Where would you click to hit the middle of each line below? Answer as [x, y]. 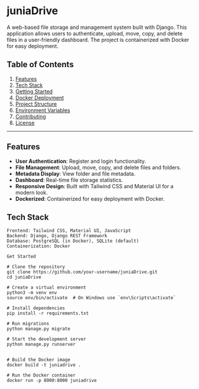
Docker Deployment [40, 97]
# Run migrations [28, 324]
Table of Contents [40, 65]
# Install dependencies [36, 308]
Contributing [30, 116]
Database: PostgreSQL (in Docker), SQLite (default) [73, 241]
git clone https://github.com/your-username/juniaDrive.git [82, 272]
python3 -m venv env [32, 293]
